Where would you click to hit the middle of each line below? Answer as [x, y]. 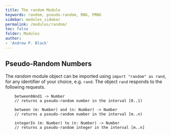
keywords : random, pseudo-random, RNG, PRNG [53, 15]
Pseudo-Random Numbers [48, 64]
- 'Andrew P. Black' [27, 43]
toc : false [17, 29]
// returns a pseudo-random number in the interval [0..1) [79, 101]
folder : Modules [22, 34]
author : [14, 39]
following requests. [26, 87]
